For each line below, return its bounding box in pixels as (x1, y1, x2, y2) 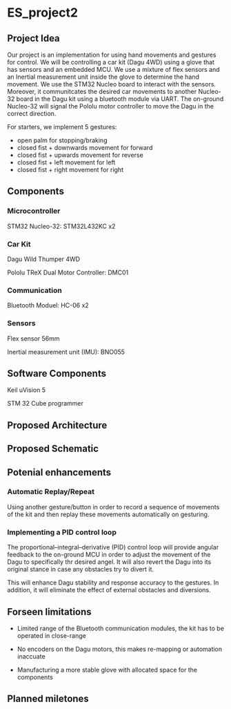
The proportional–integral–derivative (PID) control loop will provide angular (7, 543, 219, 551)
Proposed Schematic (7, 443, 99, 455)
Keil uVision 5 (7, 386, 46, 395)
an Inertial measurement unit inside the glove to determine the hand (7, 73, 200, 81)
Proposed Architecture (7, 419, 108, 431)
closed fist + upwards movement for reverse (17, 151, 143, 159)
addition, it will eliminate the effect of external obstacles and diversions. (7, 586, 212, 594)
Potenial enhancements (7, 466, 112, 478)
